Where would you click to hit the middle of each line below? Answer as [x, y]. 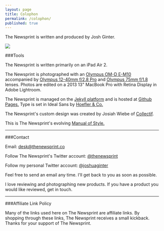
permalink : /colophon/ [28, 18]
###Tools [15, 55]
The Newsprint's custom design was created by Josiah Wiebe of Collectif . [80, 114]
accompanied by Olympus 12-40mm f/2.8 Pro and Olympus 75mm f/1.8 [76, 80]
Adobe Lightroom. [23, 90]
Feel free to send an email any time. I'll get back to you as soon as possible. [81, 175]
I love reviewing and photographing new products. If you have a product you [82, 184]
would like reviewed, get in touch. [39, 190]
